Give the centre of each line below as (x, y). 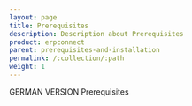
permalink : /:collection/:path (67, 58)
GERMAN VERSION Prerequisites (69, 91)
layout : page (33, 17)
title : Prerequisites (49, 26)
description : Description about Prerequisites (96, 34)
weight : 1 (27, 67)
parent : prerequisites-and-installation (85, 50)
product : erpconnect (47, 42)
